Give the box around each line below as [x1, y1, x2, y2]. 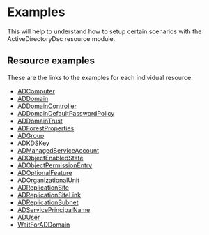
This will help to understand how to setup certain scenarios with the [7, 27, 202, 36]
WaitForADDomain [17, 220, 70, 229]
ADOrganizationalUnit [17, 176, 80, 184]
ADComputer [17, 86, 56, 95]
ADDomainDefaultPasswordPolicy [17, 109, 115, 117]
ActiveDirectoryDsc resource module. [7, 34, 116, 43]
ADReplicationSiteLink [17, 190, 82, 199]
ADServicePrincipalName [17, 205, 91, 213]
